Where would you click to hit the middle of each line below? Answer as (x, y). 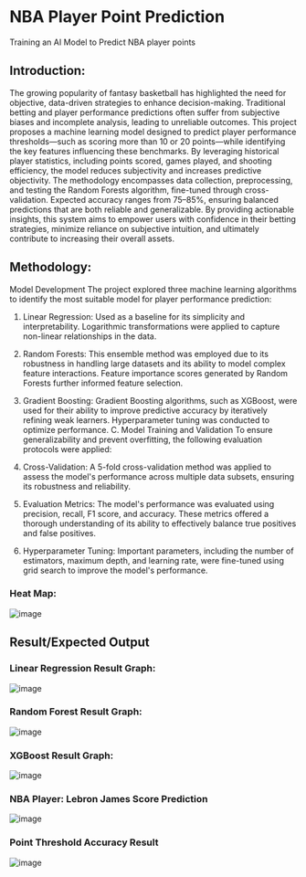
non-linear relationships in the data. (90, 336)
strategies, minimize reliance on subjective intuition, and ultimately (135, 228)
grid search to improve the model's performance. (115, 570)
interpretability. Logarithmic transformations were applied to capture (151, 326)
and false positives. (59, 533)
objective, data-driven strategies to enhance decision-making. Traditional (148, 102)
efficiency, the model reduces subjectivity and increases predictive (136, 170)
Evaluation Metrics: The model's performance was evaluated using (148, 503)
